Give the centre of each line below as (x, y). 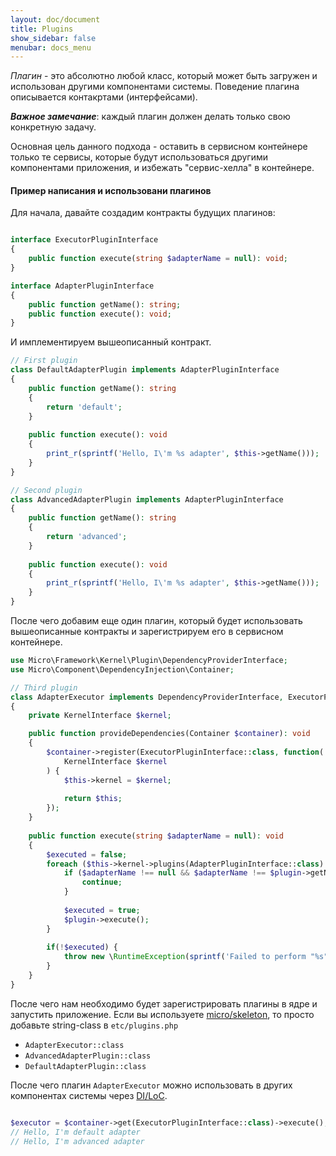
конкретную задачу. (53, 127)
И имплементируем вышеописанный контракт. (111, 342)
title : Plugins (42, 29)
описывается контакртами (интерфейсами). (104, 97)
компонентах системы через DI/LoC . (89, 1095)
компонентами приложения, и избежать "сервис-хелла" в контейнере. (162, 168)
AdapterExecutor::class (74, 1045)
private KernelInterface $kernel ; (100, 716)
